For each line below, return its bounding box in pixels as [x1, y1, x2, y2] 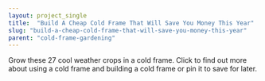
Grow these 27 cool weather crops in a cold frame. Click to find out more [8, 56, 247, 65]
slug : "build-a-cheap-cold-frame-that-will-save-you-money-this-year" [8, 26, 247, 34]
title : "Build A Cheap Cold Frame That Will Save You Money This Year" [8, 19, 255, 27]
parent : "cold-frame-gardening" [8, 33, 115, 42]
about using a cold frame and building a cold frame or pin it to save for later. [8, 64, 257, 74]
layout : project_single [8, 11, 88, 20]
